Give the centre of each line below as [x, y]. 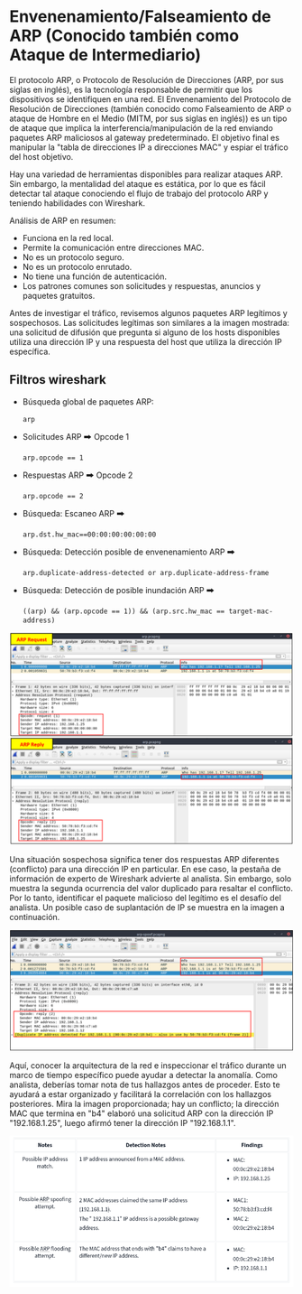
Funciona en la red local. [68, 237]
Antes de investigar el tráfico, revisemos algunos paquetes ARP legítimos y [149, 312]
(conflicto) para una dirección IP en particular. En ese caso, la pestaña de [146, 869]
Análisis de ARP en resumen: [63, 220]
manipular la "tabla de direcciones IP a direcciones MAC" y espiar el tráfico [149, 147]
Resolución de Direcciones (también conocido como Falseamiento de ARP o [151, 108]
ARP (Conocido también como [124, 36]
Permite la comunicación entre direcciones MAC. [113, 247]
